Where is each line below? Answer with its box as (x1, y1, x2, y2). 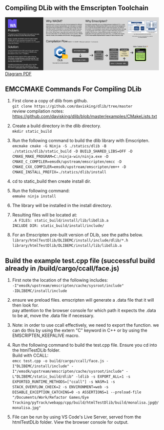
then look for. (12, 302, 39, 308)
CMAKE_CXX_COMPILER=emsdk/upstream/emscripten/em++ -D (12, 165, 126, 169)
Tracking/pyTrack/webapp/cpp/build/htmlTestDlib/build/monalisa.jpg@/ (12, 400, 159, 406)
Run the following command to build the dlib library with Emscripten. (12, 138, 150, 143)
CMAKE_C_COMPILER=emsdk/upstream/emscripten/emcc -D (12, 159, 122, 165)
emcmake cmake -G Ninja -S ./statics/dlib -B (12, 144, 106, 149)
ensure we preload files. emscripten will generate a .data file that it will (12, 297, 154, 303)
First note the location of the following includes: (12, 277, 108, 283)
